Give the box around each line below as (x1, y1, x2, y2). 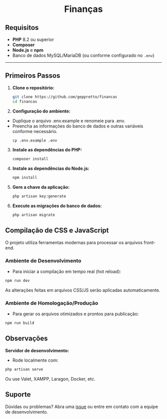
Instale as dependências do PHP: (12, 147, 82, 153)
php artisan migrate (12, 213, 55, 218)
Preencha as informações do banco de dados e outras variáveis (12, 123, 143, 129)
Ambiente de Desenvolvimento (5, 257, 82, 264)
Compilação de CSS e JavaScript (5, 226, 109, 235)
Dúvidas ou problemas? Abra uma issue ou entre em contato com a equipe (5, 404, 158, 410)
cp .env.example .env (12, 138, 57, 143)
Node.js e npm (12, 47, 44, 53)
